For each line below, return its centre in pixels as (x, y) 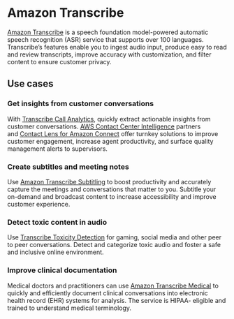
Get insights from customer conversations (81, 104)
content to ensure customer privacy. (59, 61)
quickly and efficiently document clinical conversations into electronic (108, 293)
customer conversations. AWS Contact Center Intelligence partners (104, 126)
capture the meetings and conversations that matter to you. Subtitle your (112, 189)
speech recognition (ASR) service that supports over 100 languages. (105, 39)
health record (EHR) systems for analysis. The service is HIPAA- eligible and (117, 300)
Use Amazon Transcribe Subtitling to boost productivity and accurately (109, 181)
